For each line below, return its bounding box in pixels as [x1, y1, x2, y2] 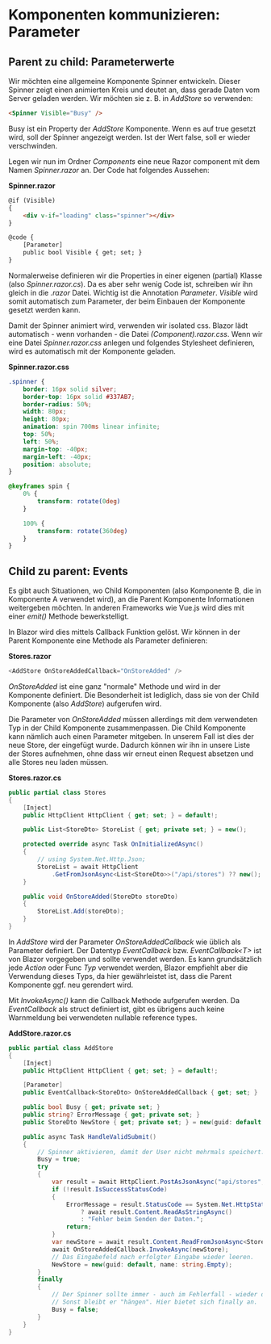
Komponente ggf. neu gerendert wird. [8, 980, 134, 989]
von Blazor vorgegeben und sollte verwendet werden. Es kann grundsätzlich [8, 954, 262, 964]
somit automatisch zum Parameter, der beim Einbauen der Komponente [8, 296, 246, 306]
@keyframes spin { [8, 482, 70, 490]
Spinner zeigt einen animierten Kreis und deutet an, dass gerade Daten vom [8, 85, 261, 94]
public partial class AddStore [8, 1044, 114, 1052]
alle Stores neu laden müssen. [8, 757, 109, 766]
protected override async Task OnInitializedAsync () [23, 840, 204, 849]
